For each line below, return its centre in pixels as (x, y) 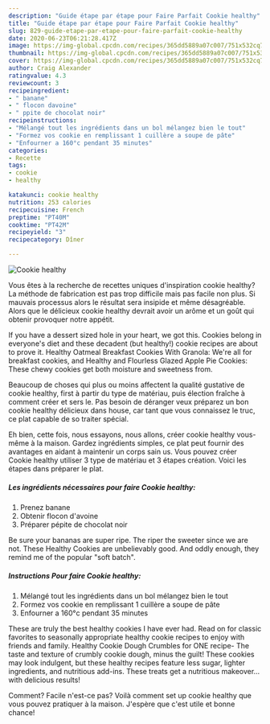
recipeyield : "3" (37, 232)
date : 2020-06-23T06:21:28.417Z (62, 38)
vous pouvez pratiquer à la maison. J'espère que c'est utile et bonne (122, 704)
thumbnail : (27, 53)
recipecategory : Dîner (46, 240)
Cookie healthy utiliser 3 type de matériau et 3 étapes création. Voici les (127, 460)
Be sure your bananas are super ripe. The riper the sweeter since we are (129, 540)
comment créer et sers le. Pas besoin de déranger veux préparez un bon (129, 402)
